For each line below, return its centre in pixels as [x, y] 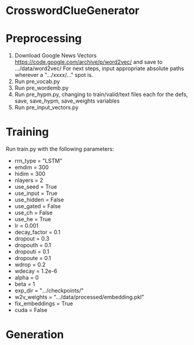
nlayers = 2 [29, 180]
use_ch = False [34, 213]
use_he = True [33, 219]
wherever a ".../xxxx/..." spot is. [54, 75]
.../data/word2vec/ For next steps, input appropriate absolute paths [99, 68]
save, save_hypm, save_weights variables [67, 101]
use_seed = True [36, 187]
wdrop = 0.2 [30, 265]
